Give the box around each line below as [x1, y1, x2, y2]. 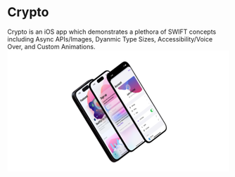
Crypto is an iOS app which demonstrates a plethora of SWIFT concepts [7, 27, 217, 36]
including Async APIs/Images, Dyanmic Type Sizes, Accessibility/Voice [7, 34, 213, 43]
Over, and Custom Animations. [7, 42, 96, 51]
